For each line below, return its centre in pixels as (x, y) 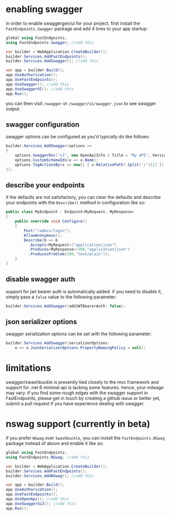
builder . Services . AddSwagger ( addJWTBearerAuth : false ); (66, 306)
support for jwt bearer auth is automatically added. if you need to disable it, (84, 291)
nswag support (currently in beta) (78, 424)
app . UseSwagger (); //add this (38, 84)
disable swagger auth (40, 279)
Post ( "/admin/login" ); (48, 231)
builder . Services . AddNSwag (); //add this (50, 476)
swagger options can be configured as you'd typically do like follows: (78, 137)
